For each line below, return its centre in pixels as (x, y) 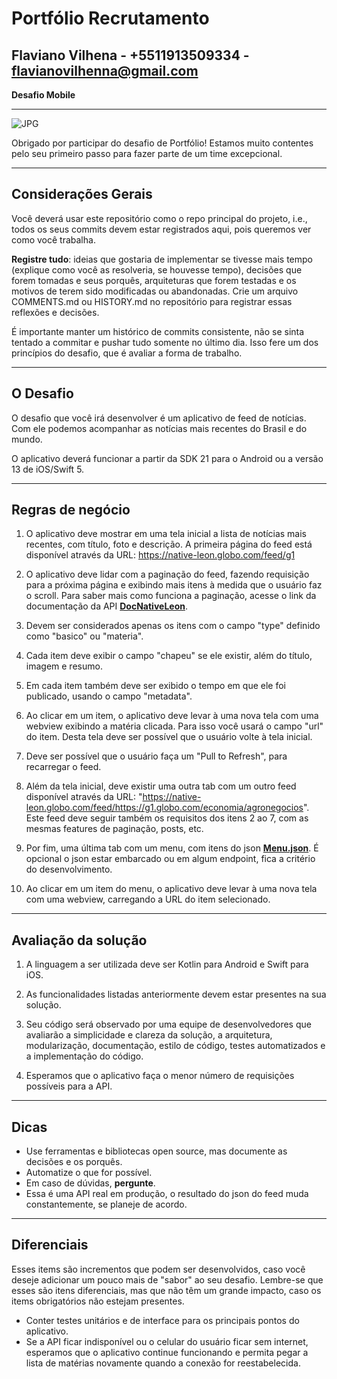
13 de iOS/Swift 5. (48, 469)
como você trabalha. (53, 239)
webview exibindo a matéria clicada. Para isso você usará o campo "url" (174, 726)
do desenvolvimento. (69, 869)
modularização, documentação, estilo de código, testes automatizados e (175, 1046)
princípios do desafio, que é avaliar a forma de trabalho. (127, 353)
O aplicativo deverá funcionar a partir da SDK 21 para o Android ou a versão (167, 458)
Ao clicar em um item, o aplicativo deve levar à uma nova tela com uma (172, 716)
